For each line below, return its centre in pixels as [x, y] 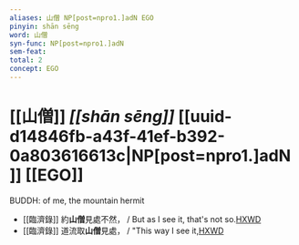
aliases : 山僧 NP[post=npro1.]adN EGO [82, 18]
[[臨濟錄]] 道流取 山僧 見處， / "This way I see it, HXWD [123, 230]
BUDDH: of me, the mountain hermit [77, 200]
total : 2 [26, 60]
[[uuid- [205, 117]
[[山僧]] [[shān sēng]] [92, 117]
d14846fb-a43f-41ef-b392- [117, 137]
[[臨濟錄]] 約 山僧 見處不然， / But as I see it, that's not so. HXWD [142, 219]
